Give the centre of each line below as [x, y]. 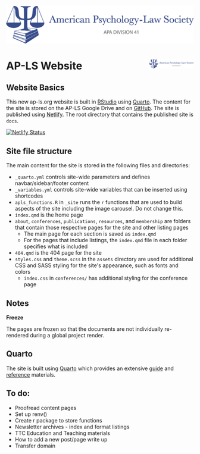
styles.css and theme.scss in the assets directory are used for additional [104, 259]
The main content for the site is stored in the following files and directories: [98, 165]
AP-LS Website [44, 66]
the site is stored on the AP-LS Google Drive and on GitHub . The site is [93, 108]
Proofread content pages [46, 408]
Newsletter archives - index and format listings [72, 427]
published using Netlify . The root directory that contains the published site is [100, 115]
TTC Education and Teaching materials [62, 433]
